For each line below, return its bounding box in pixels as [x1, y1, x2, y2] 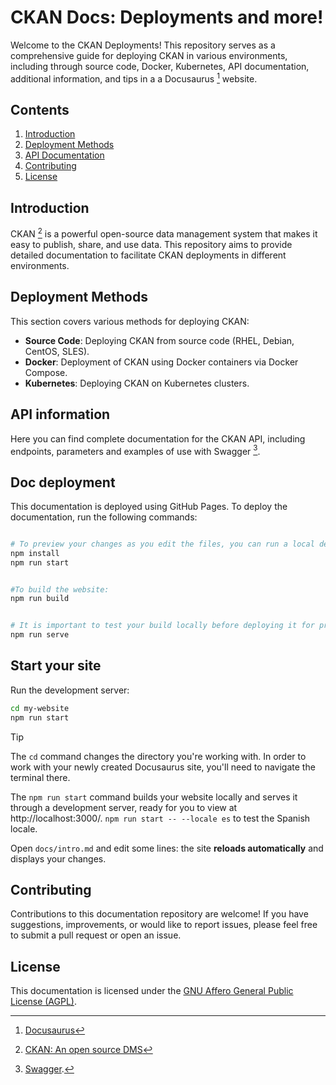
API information [10, 406, 111, 423]
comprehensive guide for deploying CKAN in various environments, [10, 49, 288, 61]
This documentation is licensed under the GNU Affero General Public [10, 985, 294, 997]
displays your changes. [10, 852, 107, 865]
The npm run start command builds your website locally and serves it [10, 791, 298, 803]
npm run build [10, 594, 70, 604]
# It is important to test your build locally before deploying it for [10, 621, 315, 631]
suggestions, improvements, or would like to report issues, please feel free [10, 919, 318, 931]
